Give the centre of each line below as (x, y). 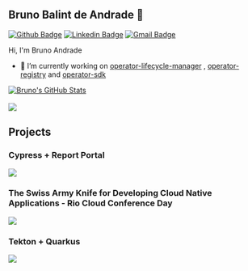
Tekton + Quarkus (44, 241)
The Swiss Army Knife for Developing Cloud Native (110, 193)
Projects (30, 132)
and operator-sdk (77, 74)
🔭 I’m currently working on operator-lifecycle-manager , (113, 66)
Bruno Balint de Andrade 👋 (76, 15)
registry (33, 74)
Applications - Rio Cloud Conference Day (90, 203)
